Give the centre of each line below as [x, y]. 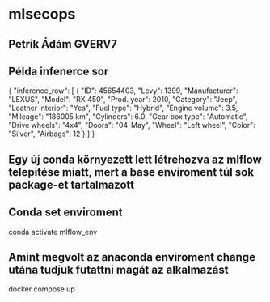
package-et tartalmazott [72, 184]
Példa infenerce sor [59, 71]
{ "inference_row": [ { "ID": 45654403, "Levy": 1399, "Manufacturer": [123, 91]
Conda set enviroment [65, 213]
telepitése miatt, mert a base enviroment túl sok [131, 172]
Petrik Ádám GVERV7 [63, 44]
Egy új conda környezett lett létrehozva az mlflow [135, 159]
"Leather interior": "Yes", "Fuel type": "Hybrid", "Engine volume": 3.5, [123, 108]
